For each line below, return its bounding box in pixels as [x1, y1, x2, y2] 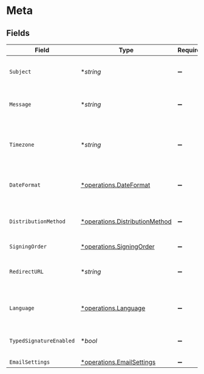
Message [9, 101, 32, 108]
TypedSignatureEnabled [9, 338, 75, 344]
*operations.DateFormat [80, 181, 151, 189]
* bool [80, 337, 98, 345]
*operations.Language [80, 304, 146, 312]
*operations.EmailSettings [80, 358, 156, 366]
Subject [9, 68, 32, 75]
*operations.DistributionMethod [80, 217, 172, 226]
